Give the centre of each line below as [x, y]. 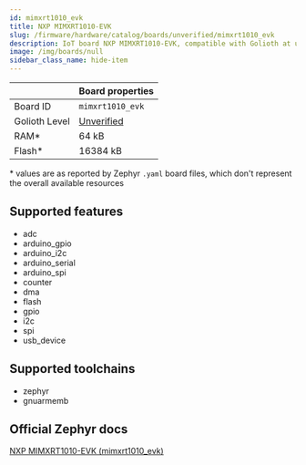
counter [37, 282]
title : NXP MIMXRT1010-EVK [61, 26]
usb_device [44, 340]
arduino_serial [49, 263]
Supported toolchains [72, 369]
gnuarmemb [46, 400]
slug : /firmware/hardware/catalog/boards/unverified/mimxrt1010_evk [142, 35]
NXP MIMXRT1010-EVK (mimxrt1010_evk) [87, 451]
